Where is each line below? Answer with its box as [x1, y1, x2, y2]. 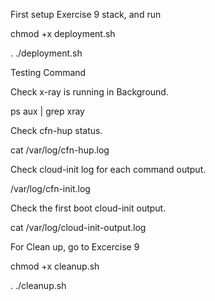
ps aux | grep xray [10, 105, 85, 117]
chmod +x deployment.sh [10, 28, 116, 39]
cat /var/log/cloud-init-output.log [10, 222, 147, 233]
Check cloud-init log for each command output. [10, 164, 207, 175]
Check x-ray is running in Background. [10, 86, 169, 98]
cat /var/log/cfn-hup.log [10, 144, 110, 156]
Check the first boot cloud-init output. [10, 202, 167, 214]
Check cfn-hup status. [10, 125, 103, 136]
